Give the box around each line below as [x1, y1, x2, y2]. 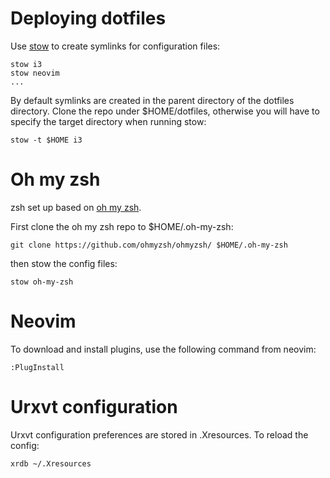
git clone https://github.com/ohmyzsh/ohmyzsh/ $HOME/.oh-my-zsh [10, 240, 288, 250]
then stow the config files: [10, 257, 118, 269]
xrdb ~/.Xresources [10, 458, 92, 469]
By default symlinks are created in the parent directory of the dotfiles [10, 94, 295, 106]
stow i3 [10, 59, 43, 69]
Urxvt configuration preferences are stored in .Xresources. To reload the [10, 428, 309, 441]
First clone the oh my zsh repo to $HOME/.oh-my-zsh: [10, 220, 234, 232]
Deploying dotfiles [10, 7, 167, 30]
